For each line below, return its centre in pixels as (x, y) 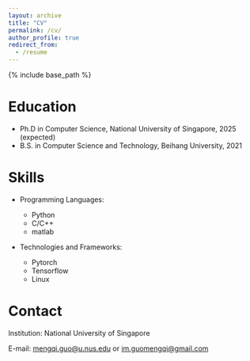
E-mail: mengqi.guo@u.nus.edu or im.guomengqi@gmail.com (108, 348)
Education (42, 107)
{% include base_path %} (50, 75)
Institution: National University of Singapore (79, 332)
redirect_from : (33, 45)
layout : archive (35, 15)
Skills (27, 178)
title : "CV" (28, 23)
